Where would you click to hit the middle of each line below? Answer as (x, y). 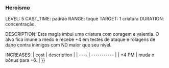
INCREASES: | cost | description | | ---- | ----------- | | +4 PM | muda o (80, 55)
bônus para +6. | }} (25, 60)
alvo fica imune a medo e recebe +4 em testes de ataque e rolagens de (80, 39)
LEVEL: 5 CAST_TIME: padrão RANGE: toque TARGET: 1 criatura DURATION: (85, 19)
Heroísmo (18, 8)
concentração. (21, 24)
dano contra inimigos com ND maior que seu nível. (58, 45)
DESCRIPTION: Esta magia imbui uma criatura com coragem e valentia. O (82, 34)
